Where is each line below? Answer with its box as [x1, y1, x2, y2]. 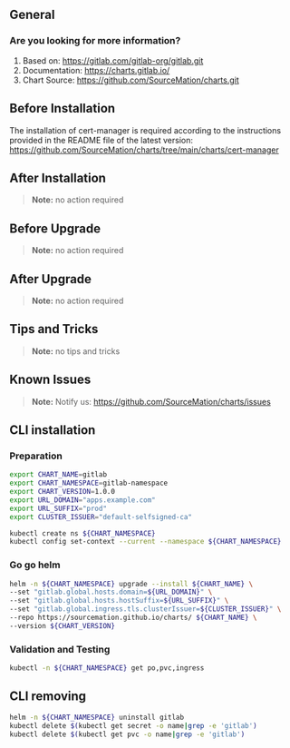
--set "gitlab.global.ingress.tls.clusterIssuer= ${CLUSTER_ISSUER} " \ [9, 605, 282, 614]
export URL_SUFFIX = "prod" [9, 504, 107, 513]
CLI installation [9, 422, 96, 438]
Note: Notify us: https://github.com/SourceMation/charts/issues [31, 396, 272, 407]
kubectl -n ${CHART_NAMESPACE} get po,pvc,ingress [9, 664, 205, 673]
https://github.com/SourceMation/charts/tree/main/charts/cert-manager [9, 144, 279, 155]
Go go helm [9, 558, 61, 571]
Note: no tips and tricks [31, 345, 121, 357]
